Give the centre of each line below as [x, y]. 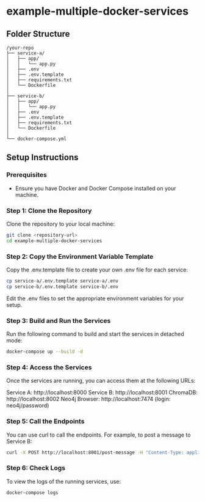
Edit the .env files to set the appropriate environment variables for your [95, 298]
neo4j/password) [28, 405]
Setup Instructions [42, 157]
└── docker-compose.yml [37, 139]
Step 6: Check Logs [36, 468]
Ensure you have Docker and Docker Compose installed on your [95, 188]
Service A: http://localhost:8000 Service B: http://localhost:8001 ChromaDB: [102, 393]
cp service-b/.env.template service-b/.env [63, 286]
